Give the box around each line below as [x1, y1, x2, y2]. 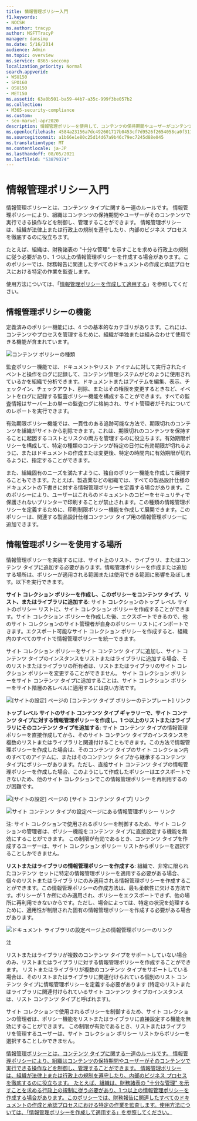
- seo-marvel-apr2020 [6, 118, 59, 124]
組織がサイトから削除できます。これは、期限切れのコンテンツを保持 [21, 427, 186, 434]
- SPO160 [6, 80, 28, 86]
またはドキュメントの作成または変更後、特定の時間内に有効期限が [21, 450, 181, 456]
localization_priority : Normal [6, 63, 83, 69]
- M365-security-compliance [6, 107, 75, 113]
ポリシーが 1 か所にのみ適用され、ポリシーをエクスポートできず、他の [15, 892, 185, 899]
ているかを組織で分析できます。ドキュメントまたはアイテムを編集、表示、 [6, 378, 185, 385]
